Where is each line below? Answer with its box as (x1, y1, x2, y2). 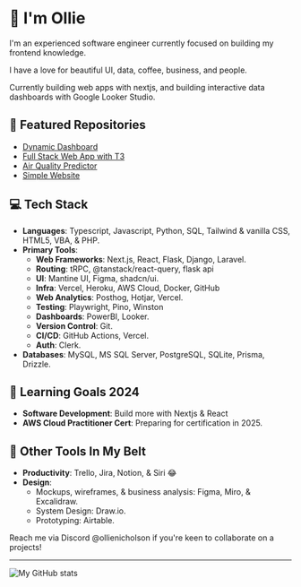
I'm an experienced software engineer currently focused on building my (9, 38, 274, 48)
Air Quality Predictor (21, 160, 98, 171)
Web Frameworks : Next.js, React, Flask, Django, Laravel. (35, 254, 246, 264)
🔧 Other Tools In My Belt (9, 444, 146, 459)
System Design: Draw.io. (35, 505, 127, 516)
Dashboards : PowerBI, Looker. (35, 311, 150, 322)
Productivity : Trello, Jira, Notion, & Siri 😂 (21, 468, 177, 479)
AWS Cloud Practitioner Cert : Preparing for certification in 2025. (21, 418, 262, 428)
